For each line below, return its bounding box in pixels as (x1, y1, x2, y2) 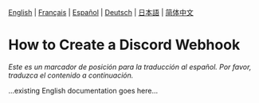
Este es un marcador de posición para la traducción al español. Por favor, (8, 62, 252, 71)
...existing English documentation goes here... (8, 86, 159, 95)
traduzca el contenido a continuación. (8, 71, 134, 80)
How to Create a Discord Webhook (8, 36, 241, 54)
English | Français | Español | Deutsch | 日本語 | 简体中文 (8, 8, 194, 17)
